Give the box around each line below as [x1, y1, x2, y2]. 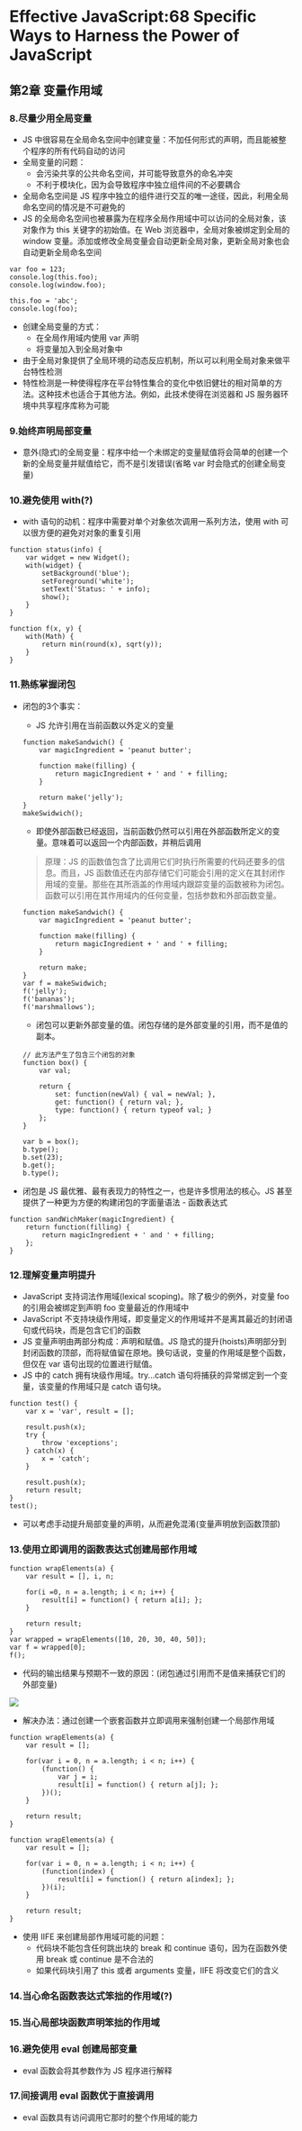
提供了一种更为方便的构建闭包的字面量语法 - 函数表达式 [22, 1197, 228, 1207]
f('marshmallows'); [22, 1002, 96, 1011]
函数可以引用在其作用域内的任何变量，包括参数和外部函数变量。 [44, 889, 281, 900]
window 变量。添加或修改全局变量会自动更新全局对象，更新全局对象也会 [22, 235, 290, 246]
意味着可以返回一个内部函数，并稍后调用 [51, 836, 202, 848]
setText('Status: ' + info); [41, 585, 151, 594]
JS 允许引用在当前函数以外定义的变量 [35, 719, 174, 731]
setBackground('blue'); [41, 569, 130, 578]
